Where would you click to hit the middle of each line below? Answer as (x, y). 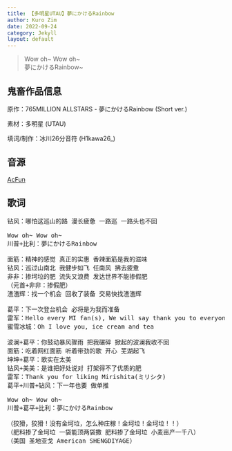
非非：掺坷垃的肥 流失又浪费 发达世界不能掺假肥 (77, 276)
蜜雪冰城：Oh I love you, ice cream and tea (80, 326)
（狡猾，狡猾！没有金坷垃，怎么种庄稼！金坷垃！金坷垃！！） (95, 423)
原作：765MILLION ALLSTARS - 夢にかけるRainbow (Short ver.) (97, 109)
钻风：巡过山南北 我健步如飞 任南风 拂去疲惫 (73, 268)
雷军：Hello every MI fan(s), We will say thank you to (102, 318)
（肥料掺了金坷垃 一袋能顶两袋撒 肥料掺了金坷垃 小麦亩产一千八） (104, 432)
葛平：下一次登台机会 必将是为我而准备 (64, 309)
